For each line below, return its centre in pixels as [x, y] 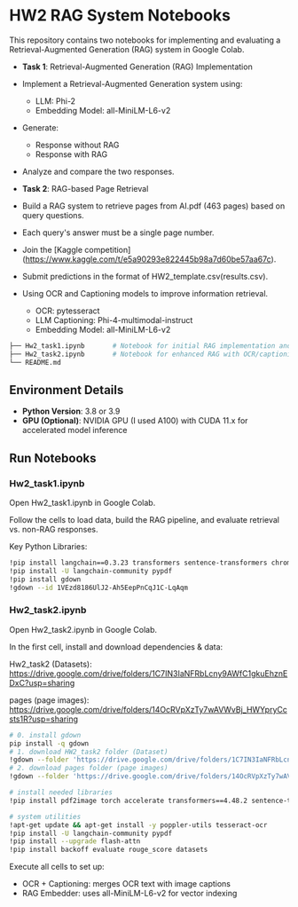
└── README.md [35, 362]
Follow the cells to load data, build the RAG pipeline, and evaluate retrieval [144, 520]
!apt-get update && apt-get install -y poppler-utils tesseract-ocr [138, 825]
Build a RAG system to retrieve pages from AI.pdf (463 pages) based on [153, 206]
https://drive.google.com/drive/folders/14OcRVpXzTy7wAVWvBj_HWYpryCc [149, 709]
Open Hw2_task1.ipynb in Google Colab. [82, 503]
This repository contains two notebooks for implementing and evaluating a [145, 40]
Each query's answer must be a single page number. [118, 233]
